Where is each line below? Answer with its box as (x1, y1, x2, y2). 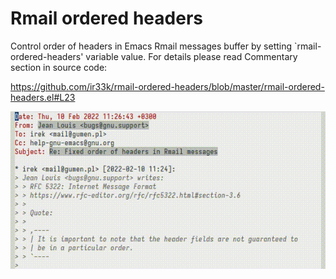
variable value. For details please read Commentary (85, 50, 298, 62)
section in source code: (10, 61, 108, 73)
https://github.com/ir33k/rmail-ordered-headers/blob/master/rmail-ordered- (10, 80, 325, 92)
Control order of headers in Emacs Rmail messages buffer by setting (10, 40, 293, 52)
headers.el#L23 (10, 91, 76, 103)
